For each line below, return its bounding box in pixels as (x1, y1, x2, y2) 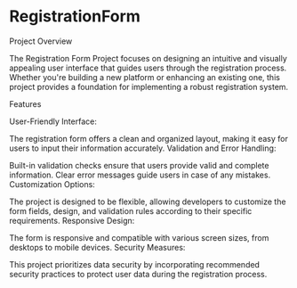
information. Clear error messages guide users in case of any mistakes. (9, 169, 271, 180)
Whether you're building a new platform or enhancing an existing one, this (9, 71, 280, 82)
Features (9, 98, 42, 109)
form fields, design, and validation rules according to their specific (9, 205, 253, 216)
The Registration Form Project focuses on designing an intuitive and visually (9, 53, 287, 63)
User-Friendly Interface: (9, 116, 98, 127)
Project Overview (9, 36, 73, 46)
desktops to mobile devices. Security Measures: (9, 242, 186, 252)
